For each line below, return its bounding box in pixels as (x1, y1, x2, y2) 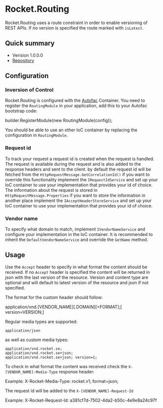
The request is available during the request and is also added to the (5, 161, 141, 167)
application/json (5, 328, 41, 333)
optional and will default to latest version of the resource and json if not (5, 279, 149, 286)
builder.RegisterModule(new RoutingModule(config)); (5, 117, 113, 123)
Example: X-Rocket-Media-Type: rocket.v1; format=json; (5, 378, 118, 384)
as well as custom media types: (5, 337, 69, 343)
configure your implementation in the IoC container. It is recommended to (5, 232, 153, 237)
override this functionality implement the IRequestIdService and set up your (5, 176, 158, 182)
